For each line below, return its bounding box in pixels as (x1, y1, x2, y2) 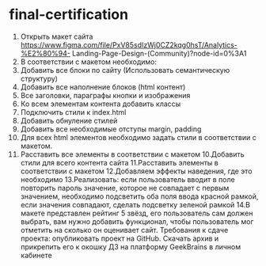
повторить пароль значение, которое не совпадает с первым (20, 183, 230, 192)
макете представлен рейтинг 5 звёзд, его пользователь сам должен (20, 208, 253, 218)
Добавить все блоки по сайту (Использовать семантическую (20, 65, 230, 74)
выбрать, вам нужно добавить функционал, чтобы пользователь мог (20, 216, 254, 226)
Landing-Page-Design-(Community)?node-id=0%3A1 (71, 48, 247, 58)
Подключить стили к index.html (20, 107, 127, 116)
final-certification (9, 6, 129, 24)
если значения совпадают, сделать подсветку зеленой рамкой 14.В (20, 199, 250, 209)
